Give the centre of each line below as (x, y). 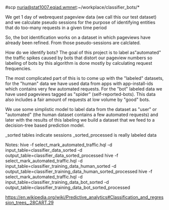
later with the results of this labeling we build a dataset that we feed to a (80, 120)
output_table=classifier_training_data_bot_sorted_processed (68, 187)
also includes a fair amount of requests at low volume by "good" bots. (78, 99)
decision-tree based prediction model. (45, 125)
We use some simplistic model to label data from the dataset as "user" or (81, 109)
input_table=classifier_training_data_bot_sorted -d (57, 182)
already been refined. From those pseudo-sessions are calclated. (73, 43)
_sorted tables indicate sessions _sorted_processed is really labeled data (81, 135)
